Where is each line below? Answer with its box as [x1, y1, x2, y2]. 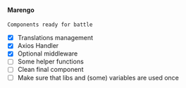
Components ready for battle [7, 21, 93, 28]
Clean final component [17, 65, 84, 74]
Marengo [7, 6, 35, 14]
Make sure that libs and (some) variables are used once [17, 73, 180, 82]
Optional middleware [17, 49, 78, 58]
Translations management [17, 34, 94, 42]
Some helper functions [17, 57, 85, 66]
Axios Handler [17, 42, 59, 50]
